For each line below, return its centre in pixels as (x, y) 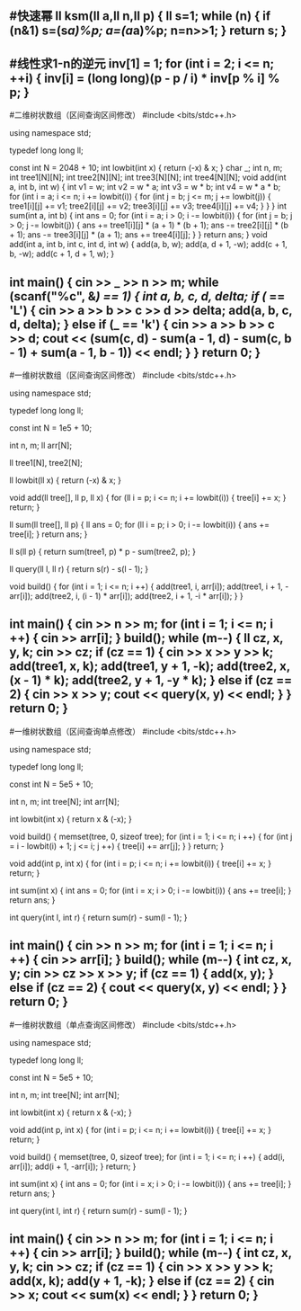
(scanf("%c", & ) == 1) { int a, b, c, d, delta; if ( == (147, 296)
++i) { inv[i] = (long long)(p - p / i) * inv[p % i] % (145, 78)
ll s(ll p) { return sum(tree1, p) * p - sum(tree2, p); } (102, 552)
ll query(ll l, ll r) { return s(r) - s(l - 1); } (79, 569)
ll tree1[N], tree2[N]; (46, 463)
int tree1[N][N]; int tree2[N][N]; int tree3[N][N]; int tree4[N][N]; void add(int (148, 177)
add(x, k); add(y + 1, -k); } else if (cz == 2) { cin (142, 1281)
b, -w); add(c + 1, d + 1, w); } (62, 254)
